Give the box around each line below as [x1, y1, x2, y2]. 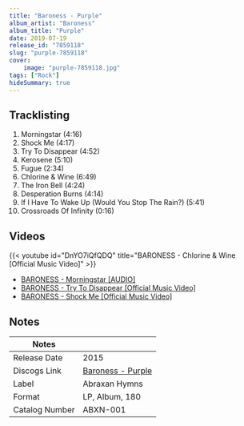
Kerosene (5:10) [20, 155, 74, 165]
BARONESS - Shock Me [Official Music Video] [20, 291, 173, 301]
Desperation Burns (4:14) [20, 189, 104, 199]
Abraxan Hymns [82, 378, 143, 389]
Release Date [13, 352, 63, 363]
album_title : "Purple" [9, 26, 85, 34]
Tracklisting [9, 108, 70, 122]
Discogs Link [13, 365, 62, 376]
